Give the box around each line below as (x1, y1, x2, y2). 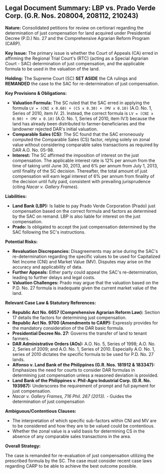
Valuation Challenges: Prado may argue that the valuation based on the (12, 279, 159, 285)
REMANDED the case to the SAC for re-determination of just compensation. (5, 80, 159, 86)
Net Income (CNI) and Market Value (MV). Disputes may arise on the (12, 259, 151, 265)
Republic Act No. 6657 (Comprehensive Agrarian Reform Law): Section (12, 309, 160, 315)
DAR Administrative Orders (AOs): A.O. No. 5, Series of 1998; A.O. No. (12, 341, 156, 347)
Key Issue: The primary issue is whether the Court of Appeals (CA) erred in (5, 50, 159, 56)
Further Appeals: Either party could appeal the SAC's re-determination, (12, 269, 159, 275)
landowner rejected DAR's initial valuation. (12, 126, 98, 132)
